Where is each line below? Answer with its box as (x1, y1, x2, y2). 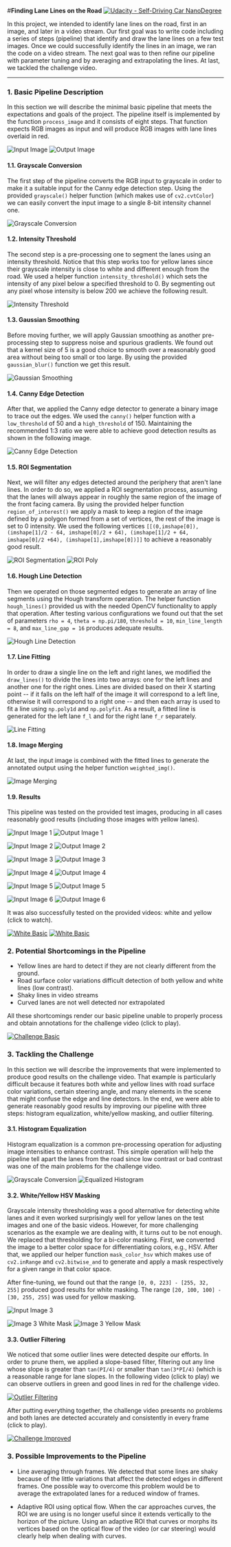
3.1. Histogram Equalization (7, 1125, 87, 1133)
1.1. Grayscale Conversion (7, 161, 82, 169)
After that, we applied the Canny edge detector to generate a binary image (7, 404, 219, 413)
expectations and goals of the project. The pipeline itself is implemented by (7, 110, 221, 118)
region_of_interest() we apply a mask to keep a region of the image (7, 508, 203, 516)
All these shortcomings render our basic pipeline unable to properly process (7, 1012, 223, 1020)
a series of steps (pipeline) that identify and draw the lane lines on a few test (7, 34, 224, 43)
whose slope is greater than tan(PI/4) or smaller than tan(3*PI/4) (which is (7, 1365, 222, 1374)
